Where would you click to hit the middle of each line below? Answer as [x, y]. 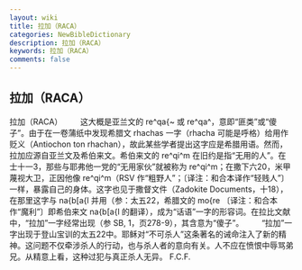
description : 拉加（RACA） [57, 43]
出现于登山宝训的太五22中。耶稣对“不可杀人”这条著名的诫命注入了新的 [148, 234]
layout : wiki [34, 18]
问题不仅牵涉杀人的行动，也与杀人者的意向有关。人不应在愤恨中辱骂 [159, 245]
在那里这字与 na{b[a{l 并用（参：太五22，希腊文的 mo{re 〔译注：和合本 [143, 200]
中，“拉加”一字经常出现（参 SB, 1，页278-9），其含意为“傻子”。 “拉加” [147, 222]
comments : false [40, 59]
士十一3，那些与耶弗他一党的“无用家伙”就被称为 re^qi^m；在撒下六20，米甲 [150, 166]
